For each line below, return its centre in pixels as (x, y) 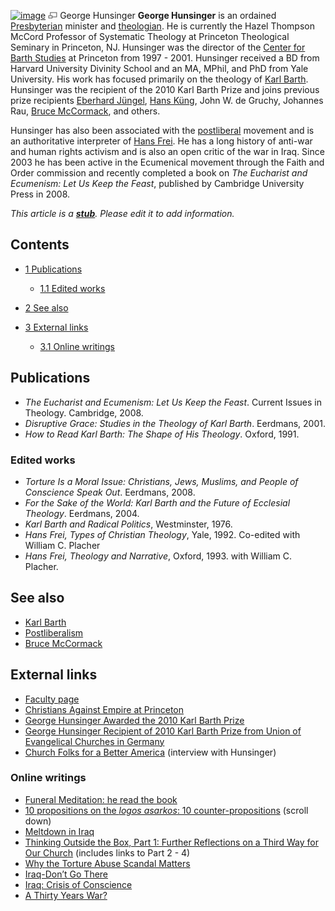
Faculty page (52, 699)
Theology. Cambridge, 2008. (84, 412)
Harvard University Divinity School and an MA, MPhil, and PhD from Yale (159, 68)
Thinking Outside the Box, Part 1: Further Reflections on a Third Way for (171, 842)
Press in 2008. (40, 194)
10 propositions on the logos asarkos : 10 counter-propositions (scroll (166, 810)
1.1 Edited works (72, 288)
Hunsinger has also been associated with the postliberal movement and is (162, 130)
